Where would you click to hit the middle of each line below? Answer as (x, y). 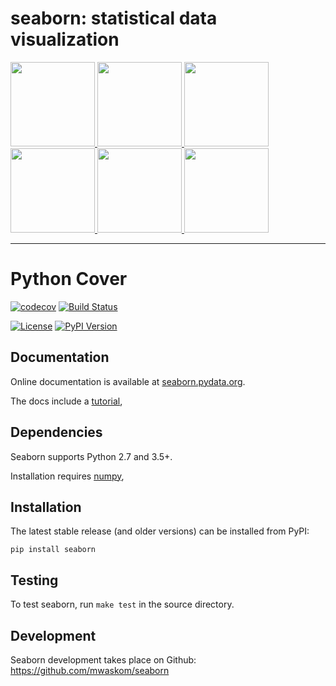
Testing (34, 580)
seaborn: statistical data (114, 18)
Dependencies (56, 432)
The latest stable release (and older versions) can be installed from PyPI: (160, 531)
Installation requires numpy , (67, 476)
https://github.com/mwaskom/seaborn (90, 670)
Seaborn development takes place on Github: (103, 659)
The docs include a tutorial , (66, 401)
